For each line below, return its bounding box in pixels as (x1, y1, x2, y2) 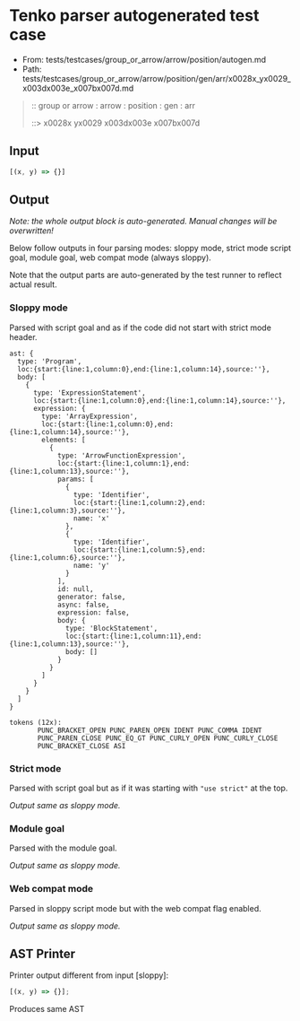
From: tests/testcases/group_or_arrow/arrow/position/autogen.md (21, 54, 267, 65)
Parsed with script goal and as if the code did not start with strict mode (9, 322, 271, 333)
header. (9, 331, 38, 342)
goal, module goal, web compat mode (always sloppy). (9, 252, 212, 263)
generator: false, (56, 592, 126, 601)
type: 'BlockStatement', (65, 624, 159, 633)
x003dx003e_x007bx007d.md (21, 83, 134, 93)
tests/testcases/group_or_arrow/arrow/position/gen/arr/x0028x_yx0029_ (21, 73, 291, 83)
